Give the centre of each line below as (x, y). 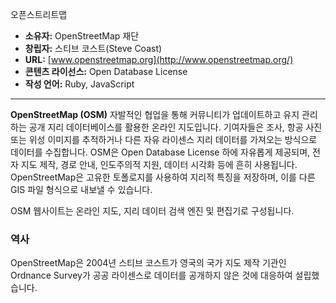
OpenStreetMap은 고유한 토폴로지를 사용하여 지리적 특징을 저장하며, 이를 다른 (163, 177)
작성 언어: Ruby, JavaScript (79, 84)
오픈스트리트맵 (39, 14)
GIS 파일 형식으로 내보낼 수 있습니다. (81, 189)
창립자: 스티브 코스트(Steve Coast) (93, 48)
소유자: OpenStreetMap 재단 (82, 36)
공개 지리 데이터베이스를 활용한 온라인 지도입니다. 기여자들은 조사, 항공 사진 (175, 127)
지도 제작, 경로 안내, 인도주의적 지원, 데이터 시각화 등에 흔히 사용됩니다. (159, 164)
